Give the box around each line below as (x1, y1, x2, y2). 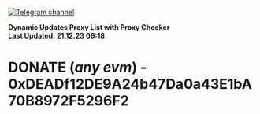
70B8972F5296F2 (8, 92, 129, 110)
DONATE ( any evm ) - (8, 59, 147, 76)
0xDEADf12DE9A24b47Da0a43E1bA (8, 75, 252, 94)
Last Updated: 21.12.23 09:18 (8, 31, 105, 40)
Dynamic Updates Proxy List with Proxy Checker (8, 23, 170, 31)
